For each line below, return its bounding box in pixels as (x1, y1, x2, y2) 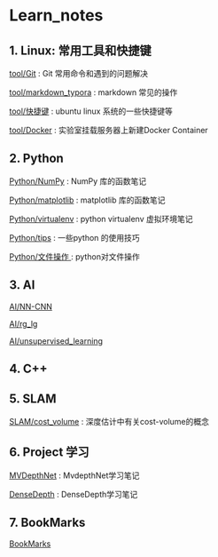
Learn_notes (9, 5, 104, 26)
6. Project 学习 (9, 445, 90, 460)
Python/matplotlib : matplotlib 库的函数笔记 (9, 195, 166, 205)
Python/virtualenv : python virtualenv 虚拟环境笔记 (9, 213, 193, 224)
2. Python (9, 151, 64, 166)
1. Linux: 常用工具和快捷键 (9, 43, 152, 58)
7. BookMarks (9, 515, 86, 530)
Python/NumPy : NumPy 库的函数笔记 (9, 175, 147, 187)
